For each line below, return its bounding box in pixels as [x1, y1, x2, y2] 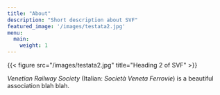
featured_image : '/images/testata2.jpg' [7, 23, 126, 30]
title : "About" [7, 10, 51, 17]
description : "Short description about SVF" [7, 17, 138, 23]
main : [13, 36, 30, 43]
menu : [7, 29, 23, 36]
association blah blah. [7, 82, 70, 89]
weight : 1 [19, 42, 49, 49]
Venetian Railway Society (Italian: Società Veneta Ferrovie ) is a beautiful [7, 74, 214, 83]
